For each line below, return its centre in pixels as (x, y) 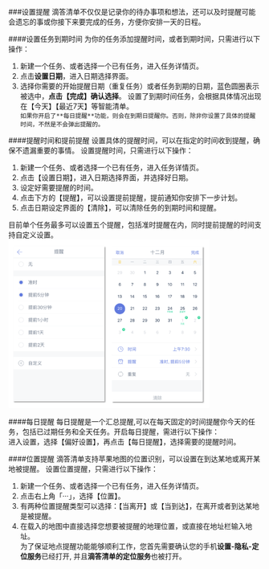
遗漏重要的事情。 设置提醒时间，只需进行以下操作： (108, 150)
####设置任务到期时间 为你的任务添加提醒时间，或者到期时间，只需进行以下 (134, 39)
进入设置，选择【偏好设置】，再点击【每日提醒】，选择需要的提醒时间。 (124, 442)
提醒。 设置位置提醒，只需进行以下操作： (90, 469)
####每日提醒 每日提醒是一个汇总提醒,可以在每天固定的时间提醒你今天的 (128, 422)
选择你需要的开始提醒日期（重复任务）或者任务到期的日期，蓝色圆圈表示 (139, 86)
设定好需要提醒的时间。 (59, 188)
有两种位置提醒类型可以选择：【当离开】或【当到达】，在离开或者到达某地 (139, 506)
